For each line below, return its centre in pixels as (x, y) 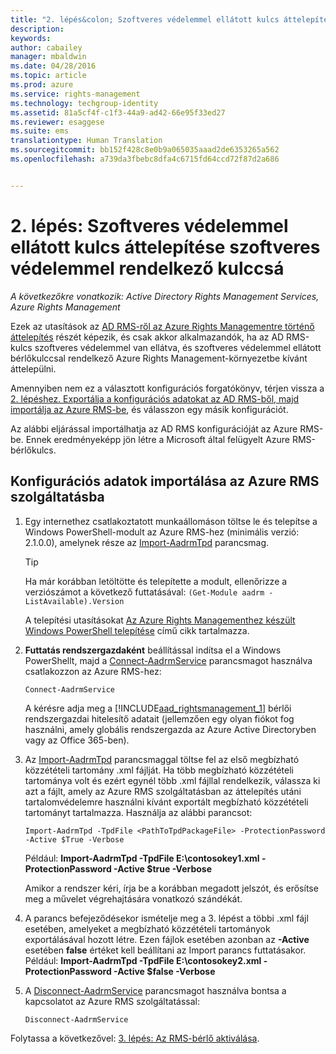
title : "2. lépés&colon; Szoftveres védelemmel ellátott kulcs (145, 19)
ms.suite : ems (40, 131)
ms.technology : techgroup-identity (84, 103)
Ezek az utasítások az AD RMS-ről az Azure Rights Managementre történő (162, 326)
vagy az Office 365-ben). (77, 740)
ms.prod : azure (42, 85)
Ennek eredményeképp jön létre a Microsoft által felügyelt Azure (158, 439)
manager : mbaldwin (48, 57)
